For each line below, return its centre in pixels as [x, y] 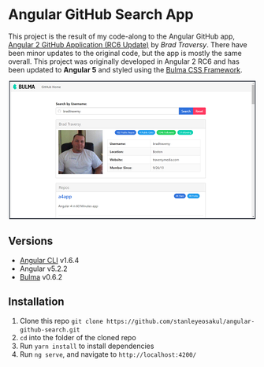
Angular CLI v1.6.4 [49, 260]
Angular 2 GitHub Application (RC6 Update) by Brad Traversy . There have [128, 44]
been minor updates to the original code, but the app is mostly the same [125, 53]
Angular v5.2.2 [43, 269]
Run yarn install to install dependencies [87, 346]
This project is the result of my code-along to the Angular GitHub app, [121, 36]
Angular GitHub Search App [101, 15]
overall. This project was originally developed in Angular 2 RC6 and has [124, 61]
